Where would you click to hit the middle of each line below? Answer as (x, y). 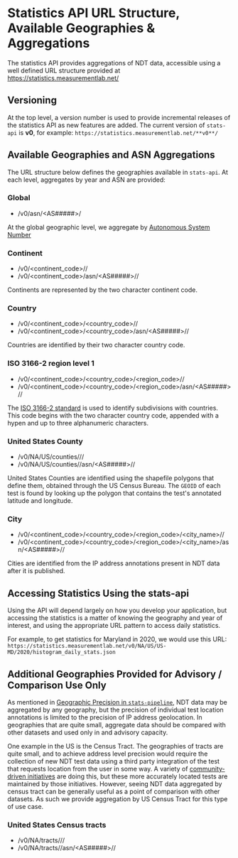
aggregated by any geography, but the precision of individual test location (115, 710)
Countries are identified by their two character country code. (96, 345)
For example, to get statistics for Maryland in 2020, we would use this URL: (117, 639)
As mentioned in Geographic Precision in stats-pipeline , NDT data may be (117, 702)
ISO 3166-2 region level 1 (51, 364)
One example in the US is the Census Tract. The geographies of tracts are (115, 746)
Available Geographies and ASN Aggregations (111, 155)
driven (17, 776)
